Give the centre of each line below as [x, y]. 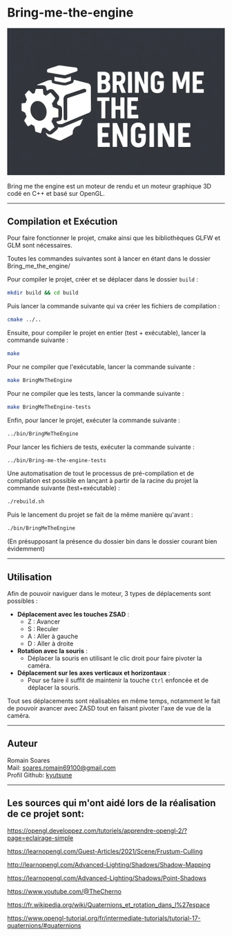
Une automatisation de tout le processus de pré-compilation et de [101, 473]
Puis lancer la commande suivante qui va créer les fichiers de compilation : [114, 306]
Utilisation [30, 577]
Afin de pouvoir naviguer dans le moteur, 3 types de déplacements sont [109, 594]
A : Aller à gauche [52, 637]
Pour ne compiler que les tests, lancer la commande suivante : [96, 393]
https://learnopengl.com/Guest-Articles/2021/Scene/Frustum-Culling [105, 851]
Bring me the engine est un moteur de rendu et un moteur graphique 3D [109, 186]
